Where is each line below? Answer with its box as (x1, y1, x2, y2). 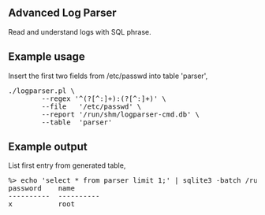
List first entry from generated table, (8, 161, 126, 170)
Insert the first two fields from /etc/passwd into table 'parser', (8, 71, 208, 80)
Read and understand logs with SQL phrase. (8, 27, 151, 36)
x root (8, 200, 75, 209)
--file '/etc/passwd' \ (41, 102, 142, 111)
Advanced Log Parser (8, 6, 117, 20)
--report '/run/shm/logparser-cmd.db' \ (41, 109, 200, 119)
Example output (8, 140, 88, 154)
